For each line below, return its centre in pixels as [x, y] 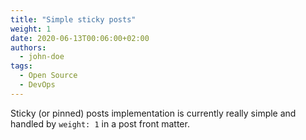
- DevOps [37, 85]
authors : [28, 47]
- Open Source [48, 76]
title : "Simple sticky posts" [73, 19]
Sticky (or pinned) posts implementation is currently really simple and [153, 113]
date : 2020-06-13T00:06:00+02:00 [80, 38]
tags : [21, 66]
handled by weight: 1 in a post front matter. [100, 123]
